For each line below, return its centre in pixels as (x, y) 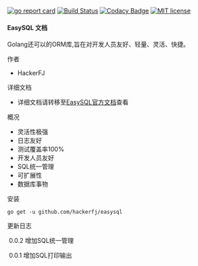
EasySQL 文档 (27, 27)
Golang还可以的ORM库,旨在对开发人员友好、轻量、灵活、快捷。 (98, 45)
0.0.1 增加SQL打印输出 (40, 256)
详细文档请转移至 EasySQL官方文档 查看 (73, 102)
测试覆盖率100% (41, 149)
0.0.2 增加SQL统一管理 (41, 241)
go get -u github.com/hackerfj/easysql (65, 212)
